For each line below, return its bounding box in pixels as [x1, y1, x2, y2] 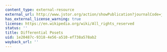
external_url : [5, 12, 35, 17]
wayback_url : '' [5, 40, 39, 45]
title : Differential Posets [5, 30, 64, 35]
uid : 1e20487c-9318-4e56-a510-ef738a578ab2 [5, 35, 97, 40]
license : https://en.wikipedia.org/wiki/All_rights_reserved [5, 21, 135, 26]
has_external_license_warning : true [5, 16, 81, 21]
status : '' [5, 26, 28, 31]
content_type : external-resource [5, 7, 75, 12]
